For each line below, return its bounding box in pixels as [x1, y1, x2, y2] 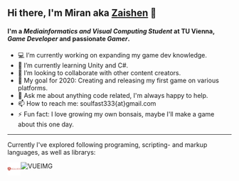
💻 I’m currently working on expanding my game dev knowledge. [17, 50, 208, 59]
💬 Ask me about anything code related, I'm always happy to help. [17, 91, 208, 99]
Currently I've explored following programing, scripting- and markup [7, 140, 208, 149]
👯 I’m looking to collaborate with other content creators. [17, 68, 181, 77]
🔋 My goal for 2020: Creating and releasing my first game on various [17, 76, 219, 84]
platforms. [17, 83, 48, 92]
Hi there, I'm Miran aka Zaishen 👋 [7, 7, 157, 19]
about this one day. [17, 120, 75, 128]
